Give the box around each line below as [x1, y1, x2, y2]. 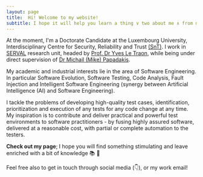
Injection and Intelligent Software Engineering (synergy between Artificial [6, 81, 188, 88]
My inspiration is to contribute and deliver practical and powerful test [6, 112, 178, 119]
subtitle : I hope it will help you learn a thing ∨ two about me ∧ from [6, 20, 193, 26]
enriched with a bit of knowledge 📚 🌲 [6, 150, 100, 157]
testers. [6, 131, 25, 138]
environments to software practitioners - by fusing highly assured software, [6, 118, 195, 125]
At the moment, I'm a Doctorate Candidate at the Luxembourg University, [6, 37, 188, 44]
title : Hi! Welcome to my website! [6, 15, 98, 21]
